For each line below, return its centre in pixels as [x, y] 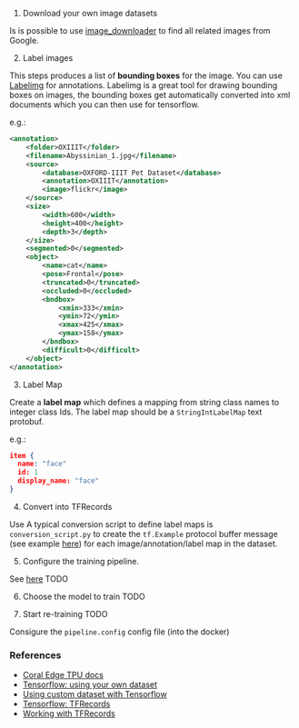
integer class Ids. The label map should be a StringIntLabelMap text [136, 412]
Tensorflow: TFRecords [66, 704]
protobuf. [27, 421]
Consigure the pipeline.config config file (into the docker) [120, 632]
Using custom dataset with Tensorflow [95, 694]
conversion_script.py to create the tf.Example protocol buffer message [144, 534]
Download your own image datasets [90, 13]
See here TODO [39, 578]
